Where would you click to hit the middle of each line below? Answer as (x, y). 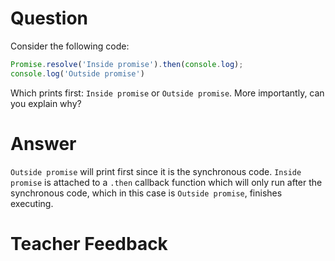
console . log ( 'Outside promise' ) (77, 73)
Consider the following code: (70, 46)
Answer (43, 143)
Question (49, 18)
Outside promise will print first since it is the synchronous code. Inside (156, 171)
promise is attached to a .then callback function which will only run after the (166, 182)
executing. (32, 203)
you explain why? (46, 103)
